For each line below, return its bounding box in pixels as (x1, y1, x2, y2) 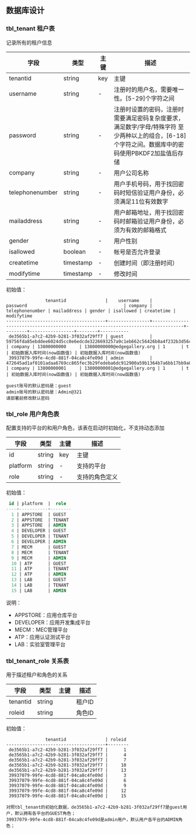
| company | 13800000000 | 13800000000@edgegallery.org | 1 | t (6, 344, 190, 349)
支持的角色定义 (76, 473, 118, 481)
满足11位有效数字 (119, 197, 169, 205)
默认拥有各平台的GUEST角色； (14, 811, 76, 816)
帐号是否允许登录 (113, 248, 161, 256)
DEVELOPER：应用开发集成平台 (14, 619, 90, 626)
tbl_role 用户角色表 (6, 410, 60, 418)
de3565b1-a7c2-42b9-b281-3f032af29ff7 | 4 (8, 752, 127, 758)
